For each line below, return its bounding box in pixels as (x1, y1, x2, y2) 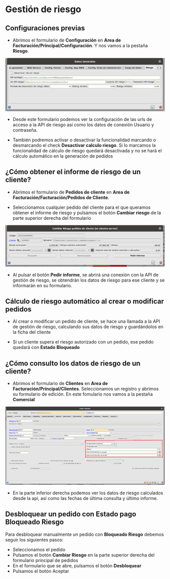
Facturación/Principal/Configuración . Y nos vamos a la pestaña (12, 43, 148, 49)
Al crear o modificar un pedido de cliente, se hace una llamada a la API (12, 318, 160, 325)
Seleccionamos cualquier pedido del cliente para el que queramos (12, 204, 151, 210)
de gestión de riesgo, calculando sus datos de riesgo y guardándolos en (12, 324, 163, 330)
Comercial (12, 397, 35, 403)
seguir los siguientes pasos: (5, 536, 64, 543)
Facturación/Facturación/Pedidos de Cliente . (12, 194, 110, 201)
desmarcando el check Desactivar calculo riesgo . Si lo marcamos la (12, 142, 156, 148)
